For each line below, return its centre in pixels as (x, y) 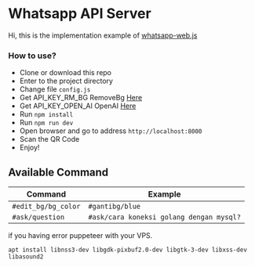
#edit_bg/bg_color (46, 207)
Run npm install (46, 114)
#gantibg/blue (115, 207)
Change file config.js (55, 89)
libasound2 (26, 257)
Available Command (58, 172)
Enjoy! (29, 148)
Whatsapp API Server (80, 14)
